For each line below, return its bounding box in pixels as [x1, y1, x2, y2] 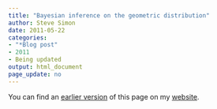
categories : [8, 33, 47, 42]
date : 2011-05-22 [8, 26, 65, 34]
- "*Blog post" [8, 41, 58, 49]
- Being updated [8, 56, 62, 64]
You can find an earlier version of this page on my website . [8, 92, 200, 101]
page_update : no [8, 70, 62, 78]
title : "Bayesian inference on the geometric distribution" [8, 11, 211, 20]
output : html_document [8, 63, 83, 71]
